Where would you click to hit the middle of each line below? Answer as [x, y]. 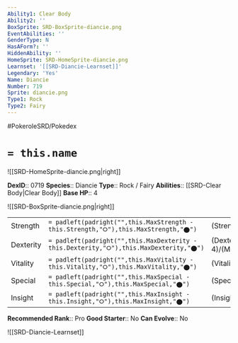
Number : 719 [25, 86]
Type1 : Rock [25, 100]
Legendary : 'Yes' [33, 73]
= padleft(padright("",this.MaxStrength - [121, 222]
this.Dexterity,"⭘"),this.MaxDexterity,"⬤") [126, 248]
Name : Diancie [28, 80]
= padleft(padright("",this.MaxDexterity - [123, 241]
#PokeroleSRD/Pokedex [42, 126]
